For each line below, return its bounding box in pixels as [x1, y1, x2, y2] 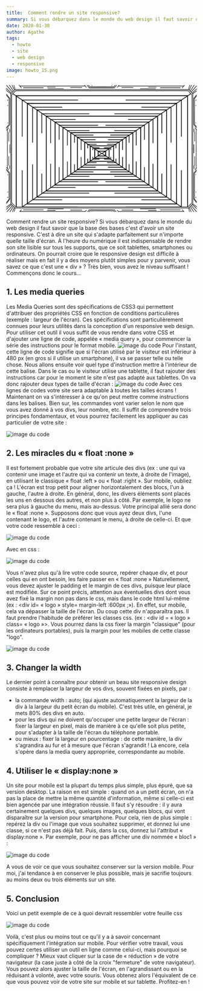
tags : [6, 35, 20, 42]
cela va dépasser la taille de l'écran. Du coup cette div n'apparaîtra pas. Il [6, 607, 189, 614]
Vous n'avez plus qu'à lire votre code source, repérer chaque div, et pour [6, 569, 188, 576]
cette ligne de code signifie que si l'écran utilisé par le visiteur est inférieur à [6, 348, 196, 355]
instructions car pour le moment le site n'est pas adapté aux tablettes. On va [6, 374, 196, 381]
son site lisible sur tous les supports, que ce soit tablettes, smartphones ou [6, 243, 193, 251]
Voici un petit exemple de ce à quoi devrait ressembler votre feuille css [6, 910, 182, 917]
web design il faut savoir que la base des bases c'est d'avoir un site [6, 224, 175, 231]
